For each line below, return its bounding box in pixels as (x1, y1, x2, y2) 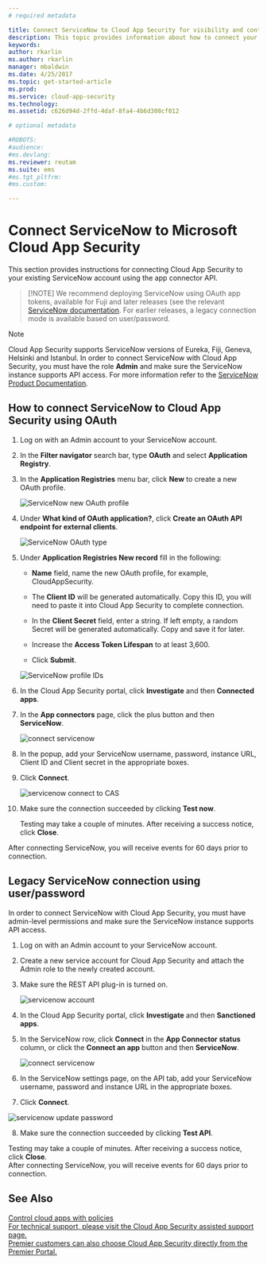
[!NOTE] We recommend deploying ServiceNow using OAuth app (27, 289, 241, 298)
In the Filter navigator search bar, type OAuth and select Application (19, 450, 248, 459)
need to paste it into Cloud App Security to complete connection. (31, 600, 245, 610)
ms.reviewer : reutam (8, 158, 77, 166)
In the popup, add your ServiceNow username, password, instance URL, (19, 749, 257, 758)
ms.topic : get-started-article (8, 77, 112, 86)
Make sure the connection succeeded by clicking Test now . (19, 804, 216, 813)
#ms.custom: (8, 180, 48, 188)
